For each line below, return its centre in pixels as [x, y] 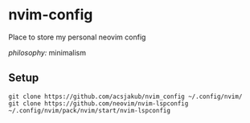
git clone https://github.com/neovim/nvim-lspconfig [98, 103]
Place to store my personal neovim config [77, 37]
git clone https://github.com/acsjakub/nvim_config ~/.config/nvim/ [125, 96]
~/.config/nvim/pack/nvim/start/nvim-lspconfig [90, 110]
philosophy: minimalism [47, 52]
